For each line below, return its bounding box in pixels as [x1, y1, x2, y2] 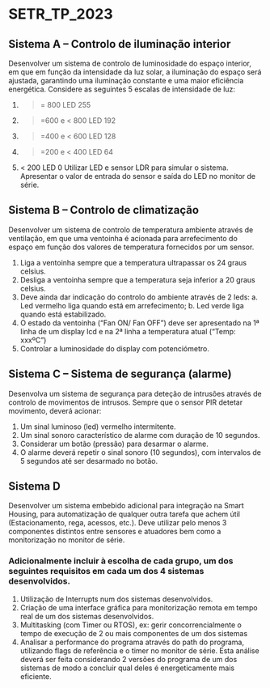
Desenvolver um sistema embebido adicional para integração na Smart [8, 501, 244, 511]
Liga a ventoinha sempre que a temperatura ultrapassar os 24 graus [19, 257, 247, 267]
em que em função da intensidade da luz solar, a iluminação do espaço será [8, 67, 262, 77]
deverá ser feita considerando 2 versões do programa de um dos [19, 654, 238, 664]
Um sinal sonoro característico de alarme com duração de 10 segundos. [19, 430, 260, 440]
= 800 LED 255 [40, 100, 91, 109]
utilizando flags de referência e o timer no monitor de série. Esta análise [19, 645, 260, 656]
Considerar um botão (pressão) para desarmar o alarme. [19, 439, 209, 448]
